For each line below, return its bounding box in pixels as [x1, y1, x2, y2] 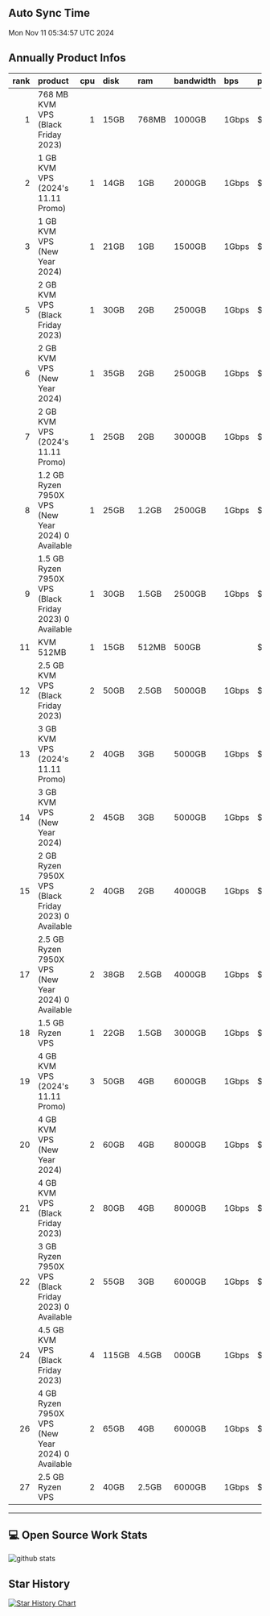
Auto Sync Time [8, 6, 91, 20]
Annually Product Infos [8, 52, 126, 65]
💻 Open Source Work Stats [8, 1528, 148, 1542]
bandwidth [174, 75, 217, 86]
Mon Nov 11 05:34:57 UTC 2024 [8, 27, 115, 37]
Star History [8, 1577, 71, 1590]
